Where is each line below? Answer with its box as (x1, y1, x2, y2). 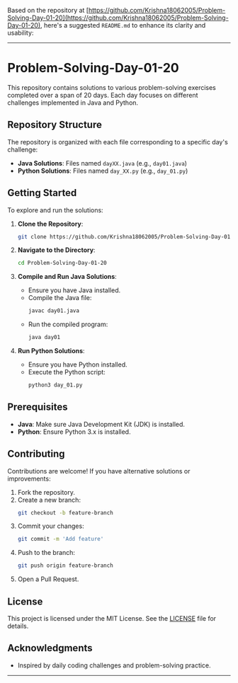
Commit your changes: (17, 522, 84, 530)
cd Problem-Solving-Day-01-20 (17, 260, 108, 267)
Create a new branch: (17, 495, 81, 504)
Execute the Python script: (28, 368, 106, 377)
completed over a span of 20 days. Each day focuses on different (7, 91, 198, 99)
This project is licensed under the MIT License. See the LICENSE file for (7, 614, 217, 622)
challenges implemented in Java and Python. (7, 98, 139, 107)
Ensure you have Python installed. (28, 360, 127, 369)
